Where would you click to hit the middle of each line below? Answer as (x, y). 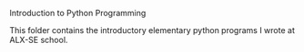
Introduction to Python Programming (78, 13)
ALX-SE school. (39, 40)
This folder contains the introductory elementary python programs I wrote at (152, 30)
